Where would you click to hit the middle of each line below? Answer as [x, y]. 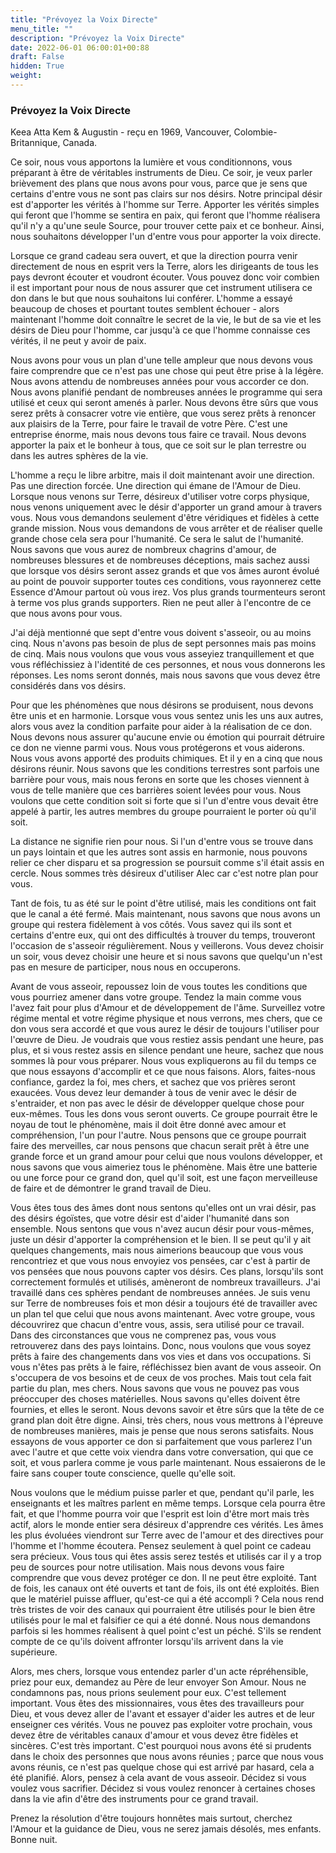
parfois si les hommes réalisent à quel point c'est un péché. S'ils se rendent [166, 1631]
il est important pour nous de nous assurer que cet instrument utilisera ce [161, 288]
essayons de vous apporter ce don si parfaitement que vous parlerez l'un [161, 1442]
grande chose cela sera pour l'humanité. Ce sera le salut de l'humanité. [157, 539]
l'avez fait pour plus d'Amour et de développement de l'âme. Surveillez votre [168, 1008]
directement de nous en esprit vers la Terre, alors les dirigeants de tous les [164, 267]
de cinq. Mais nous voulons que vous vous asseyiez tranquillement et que [162, 654]
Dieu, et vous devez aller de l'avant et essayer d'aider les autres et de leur [163, 1714]
